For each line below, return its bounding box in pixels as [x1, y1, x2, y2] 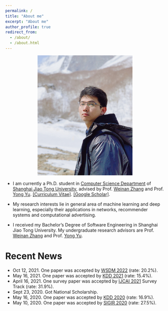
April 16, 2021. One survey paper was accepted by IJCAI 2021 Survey [12, 278, 157, 284]
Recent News [5, 250, 62, 262]
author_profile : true [5, 24, 51, 30]
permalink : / [5, 8, 33, 13]
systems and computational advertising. [12, 212, 96, 218]
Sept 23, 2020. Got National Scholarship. [12, 289, 98, 295]
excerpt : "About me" [5, 19, 49, 24]
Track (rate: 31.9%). [12, 283, 54, 290]
